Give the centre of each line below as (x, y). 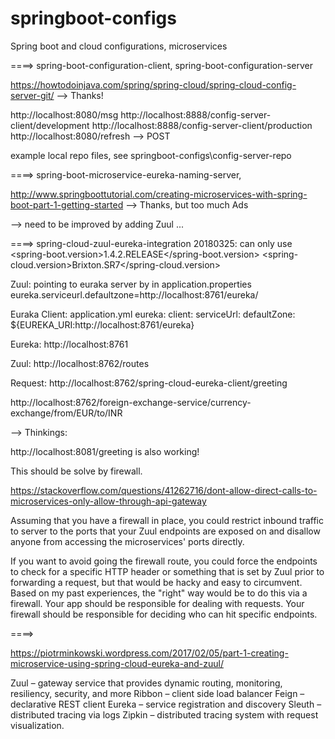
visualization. (37, 725)
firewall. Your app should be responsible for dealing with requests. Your (157, 603)
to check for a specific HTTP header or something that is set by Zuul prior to (167, 571)
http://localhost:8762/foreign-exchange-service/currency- (131, 402)
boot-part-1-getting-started (67, 204)
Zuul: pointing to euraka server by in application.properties (131, 284)
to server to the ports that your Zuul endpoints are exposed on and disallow (165, 531)
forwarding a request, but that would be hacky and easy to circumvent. (156, 582)
